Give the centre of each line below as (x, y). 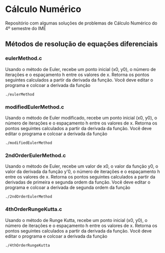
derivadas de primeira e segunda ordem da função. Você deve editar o (78, 182)
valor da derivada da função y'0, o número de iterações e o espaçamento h (83, 171)
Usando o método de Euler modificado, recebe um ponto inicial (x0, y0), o (81, 117)
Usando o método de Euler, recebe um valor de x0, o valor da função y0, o (82, 166)
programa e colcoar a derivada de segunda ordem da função (68, 187)
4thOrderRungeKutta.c (34, 209)
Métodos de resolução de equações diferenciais (82, 44)
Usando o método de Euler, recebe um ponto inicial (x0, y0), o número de (81, 69)
